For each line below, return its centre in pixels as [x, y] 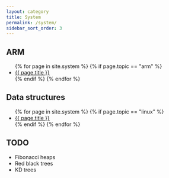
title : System [24, 17]
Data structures [36, 97]
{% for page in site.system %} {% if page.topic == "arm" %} [88, 66]
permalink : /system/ [32, 22]
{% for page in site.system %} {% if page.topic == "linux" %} [89, 111]
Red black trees [34, 163]
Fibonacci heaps [35, 157]
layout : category [28, 12]
